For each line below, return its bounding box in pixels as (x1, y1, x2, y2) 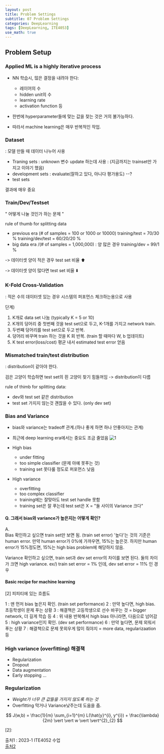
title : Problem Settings (5, 12, 56, 17)
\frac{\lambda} (129, 712, 160, 719)
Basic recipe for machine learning (5, 579, 75, 585)
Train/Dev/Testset (5, 199, 49, 206)
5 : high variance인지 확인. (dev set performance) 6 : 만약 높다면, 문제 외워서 (5, 619, 156, 625)
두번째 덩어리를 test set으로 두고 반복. (12, 327, 85, 333)
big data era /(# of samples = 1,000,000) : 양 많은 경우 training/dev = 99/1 (12, 242, 160, 248)
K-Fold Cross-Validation (5, 282, 64, 288)
